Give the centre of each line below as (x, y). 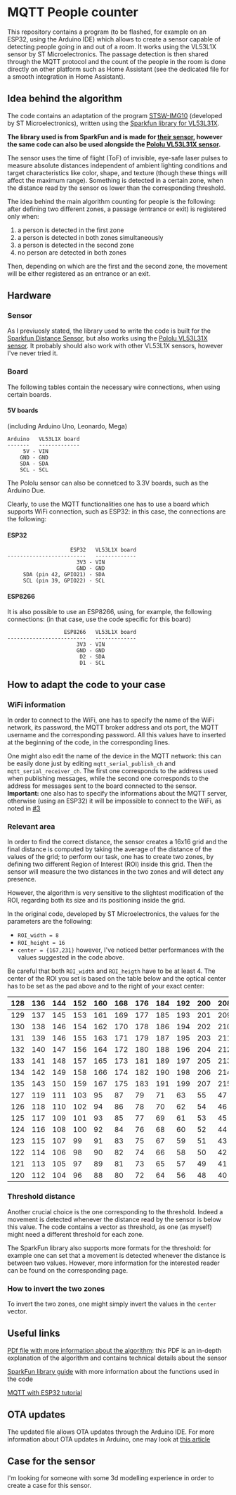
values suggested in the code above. (71, 958)
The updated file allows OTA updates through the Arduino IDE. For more (111, 1432)
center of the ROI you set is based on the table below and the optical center (117, 979)
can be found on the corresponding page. (68, 1270)
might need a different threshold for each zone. (76, 1234)
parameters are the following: (50, 922)
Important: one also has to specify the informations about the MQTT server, (117, 794)
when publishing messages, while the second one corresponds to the (108, 779)
